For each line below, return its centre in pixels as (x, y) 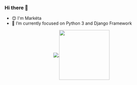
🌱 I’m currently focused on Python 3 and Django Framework (72, 23)
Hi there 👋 (17, 8)
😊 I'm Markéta (27, 18)
